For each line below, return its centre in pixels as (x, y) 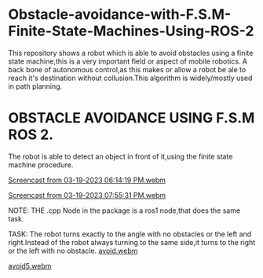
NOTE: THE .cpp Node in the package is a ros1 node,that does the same (124, 210)
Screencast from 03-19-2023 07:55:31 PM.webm (87, 195)
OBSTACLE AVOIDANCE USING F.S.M (131, 118)
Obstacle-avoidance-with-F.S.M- (120, 15)
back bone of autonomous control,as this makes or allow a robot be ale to (127, 69)
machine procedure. (41, 165)
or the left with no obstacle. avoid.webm (73, 251)
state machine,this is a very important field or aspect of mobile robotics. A (128, 61)
